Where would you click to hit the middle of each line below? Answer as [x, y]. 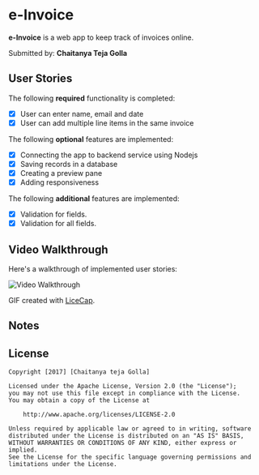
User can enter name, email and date [82, 113]
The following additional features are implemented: [94, 199]
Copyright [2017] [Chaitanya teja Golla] [79, 372]
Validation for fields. [53, 214]
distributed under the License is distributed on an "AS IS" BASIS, [126, 436]
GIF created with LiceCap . [52, 301]
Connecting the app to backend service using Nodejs [109, 155]
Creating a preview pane [61, 173]
